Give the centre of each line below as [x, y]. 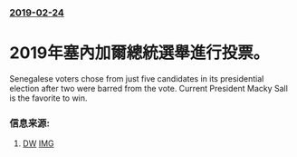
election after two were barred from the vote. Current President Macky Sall [148, 88]
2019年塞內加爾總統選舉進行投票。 [139, 53]
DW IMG [38, 143]
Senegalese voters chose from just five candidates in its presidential [137, 78]
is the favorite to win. [48, 98]
